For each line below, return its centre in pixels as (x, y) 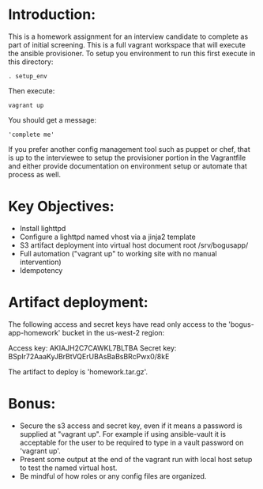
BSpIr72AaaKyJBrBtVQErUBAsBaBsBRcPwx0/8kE (89, 356)
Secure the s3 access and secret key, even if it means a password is (131, 426)
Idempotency (41, 270)
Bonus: (32, 404)
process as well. (35, 174)
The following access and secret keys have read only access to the (118, 324)
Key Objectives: (61, 207)
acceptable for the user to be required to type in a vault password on (131, 442)
